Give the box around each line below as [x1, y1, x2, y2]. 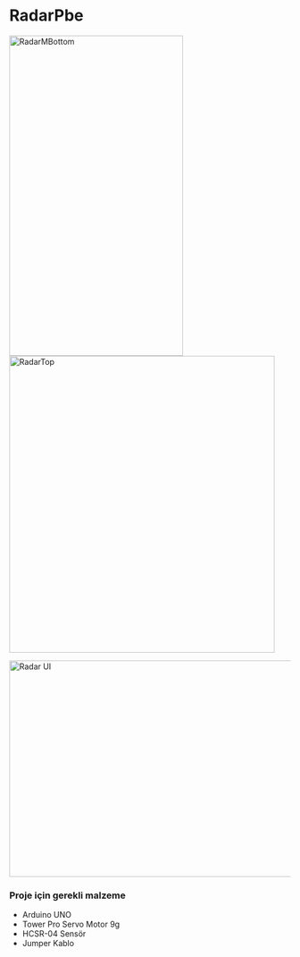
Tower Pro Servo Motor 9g [21, 919, 121, 930]
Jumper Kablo [21, 938, 74, 949]
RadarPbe [9, 5, 84, 26]
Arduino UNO [21, 910, 72, 920]
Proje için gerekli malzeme [9, 889, 127, 902]
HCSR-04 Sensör [21, 928, 87, 939]
